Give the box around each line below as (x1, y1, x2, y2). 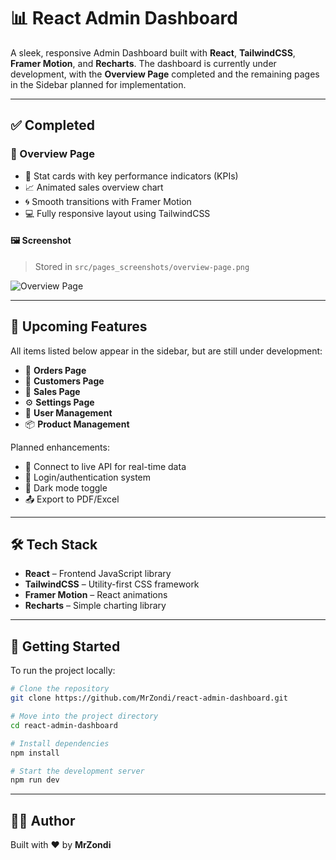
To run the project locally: (10, 665, 116, 677)
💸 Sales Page (24, 385, 81, 397)
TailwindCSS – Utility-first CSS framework (24, 578, 200, 590)
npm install (10, 748, 60, 758)
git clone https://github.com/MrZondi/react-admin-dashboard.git (10, 693, 288, 704)
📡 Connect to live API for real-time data (24, 460, 187, 472)
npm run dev (10, 775, 60, 785)
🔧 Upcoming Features (10, 318, 148, 335)
